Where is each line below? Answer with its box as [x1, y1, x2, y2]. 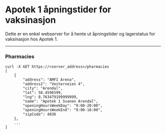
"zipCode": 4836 [23, 112, 56, 117]
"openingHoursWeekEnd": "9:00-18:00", [23, 108, 103, 113]
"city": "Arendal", [23, 86, 63, 91]
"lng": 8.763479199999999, [23, 94, 79, 100]
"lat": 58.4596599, [23, 90, 63, 95]
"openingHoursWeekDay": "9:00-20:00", [23, 103, 103, 108]
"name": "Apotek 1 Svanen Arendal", [23, 99, 98, 104]
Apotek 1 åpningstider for [5, 4, 112, 15]
